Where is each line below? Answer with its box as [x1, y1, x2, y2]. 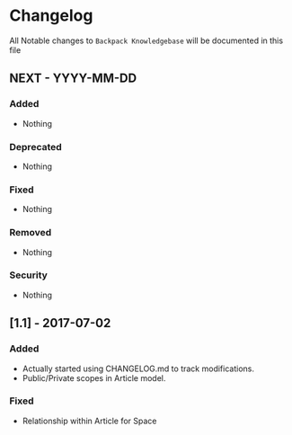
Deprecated [9, 140, 63, 153]
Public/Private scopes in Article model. [22, 372, 166, 383]
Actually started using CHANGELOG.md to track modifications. [22, 363, 254, 374]
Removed [9, 226, 52, 239]
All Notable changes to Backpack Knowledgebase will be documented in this [9, 35, 284, 46]
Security [9, 269, 48, 281]
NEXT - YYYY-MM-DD [9, 71, 137, 86]
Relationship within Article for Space [22, 415, 157, 426]
